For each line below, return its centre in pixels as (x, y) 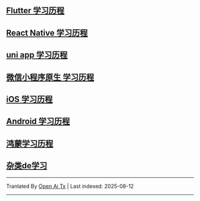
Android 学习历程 (38, 121)
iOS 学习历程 (29, 99)
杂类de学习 (27, 166)
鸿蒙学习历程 (30, 143)
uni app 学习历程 (37, 55)
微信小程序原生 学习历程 (50, 77)
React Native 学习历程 (47, 33)
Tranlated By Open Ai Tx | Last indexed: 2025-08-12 (70, 186)
